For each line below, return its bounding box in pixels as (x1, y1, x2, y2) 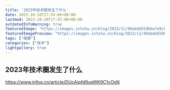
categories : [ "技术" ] (5, 41, 50, 46)
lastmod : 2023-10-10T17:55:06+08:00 (5, 17, 82, 22)
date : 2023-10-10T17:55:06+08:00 (5, 12, 76, 17)
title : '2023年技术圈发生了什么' (5, 7, 69, 13)
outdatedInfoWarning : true (5, 21, 62, 27)
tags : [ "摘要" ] (5, 36, 36, 41)
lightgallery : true (5, 45, 47, 50)
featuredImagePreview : (5, 31, 53, 36)
